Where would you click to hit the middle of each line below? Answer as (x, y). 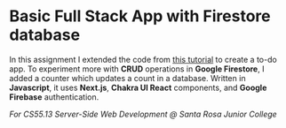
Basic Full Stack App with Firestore (140, 16)
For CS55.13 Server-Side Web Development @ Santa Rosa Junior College (143, 114)
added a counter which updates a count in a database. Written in (127, 78)
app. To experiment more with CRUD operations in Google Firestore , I (137, 69)
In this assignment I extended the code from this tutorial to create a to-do (143, 59)
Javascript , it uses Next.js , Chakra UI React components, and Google (138, 87)
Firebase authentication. (54, 97)
